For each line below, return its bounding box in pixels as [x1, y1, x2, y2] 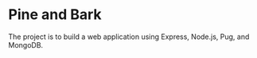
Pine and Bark [8, 6, 102, 24]
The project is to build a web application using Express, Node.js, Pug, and [8, 32, 250, 41]
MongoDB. [8, 40, 44, 49]
